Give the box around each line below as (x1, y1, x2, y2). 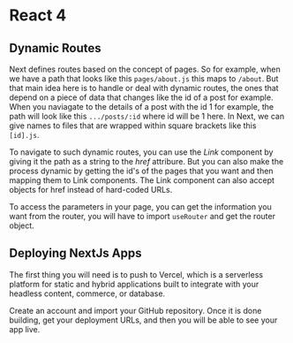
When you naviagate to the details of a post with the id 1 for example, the (9, 102, 274, 111)
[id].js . (9, 130, 40, 140)
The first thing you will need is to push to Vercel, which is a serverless (9, 269, 263, 279)
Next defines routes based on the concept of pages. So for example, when (9, 64, 281, 74)
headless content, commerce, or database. (9, 288, 166, 299)
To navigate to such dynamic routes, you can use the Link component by (9, 147, 274, 157)
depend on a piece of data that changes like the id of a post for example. (9, 92, 274, 103)
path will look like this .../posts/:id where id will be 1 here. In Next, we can (9, 111, 285, 121)
